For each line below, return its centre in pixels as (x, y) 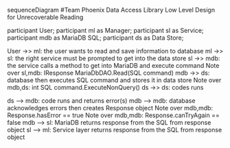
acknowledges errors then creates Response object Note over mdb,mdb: (110, 108)
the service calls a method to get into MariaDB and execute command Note (113, 65)
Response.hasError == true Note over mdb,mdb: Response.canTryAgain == (113, 115)
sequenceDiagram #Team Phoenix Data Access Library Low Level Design (111, 10)
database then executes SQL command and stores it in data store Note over (114, 80)
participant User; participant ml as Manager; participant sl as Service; (105, 30)
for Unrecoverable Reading (45, 17)
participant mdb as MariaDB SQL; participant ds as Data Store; (95, 38)
